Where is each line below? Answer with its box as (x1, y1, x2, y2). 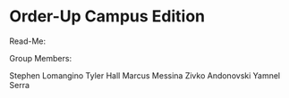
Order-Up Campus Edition (9, 6, 206, 27)
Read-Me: (9, 36, 47, 46)
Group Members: (9, 53, 72, 63)
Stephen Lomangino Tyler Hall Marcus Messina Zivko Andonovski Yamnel (9, 69, 280, 81)
